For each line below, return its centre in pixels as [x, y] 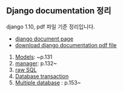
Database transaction [42, 76]
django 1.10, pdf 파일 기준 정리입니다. [51, 27]
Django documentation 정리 [59, 11]
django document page [44, 39]
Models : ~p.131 [34, 57]
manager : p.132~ [36, 63]
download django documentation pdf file [66, 45]
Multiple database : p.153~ [48, 82]
